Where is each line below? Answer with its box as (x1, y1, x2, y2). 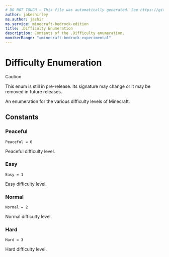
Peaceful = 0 (5, 139, 33, 145)
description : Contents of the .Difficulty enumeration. (5, 31, 125, 36)
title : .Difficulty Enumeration (5, 26, 73, 31)
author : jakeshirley (5, 12, 49, 17)
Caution (5, 73, 22, 79)
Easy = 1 (5, 172, 24, 177)
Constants (5, 113, 39, 121)
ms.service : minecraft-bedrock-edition (5, 21, 89, 27)
